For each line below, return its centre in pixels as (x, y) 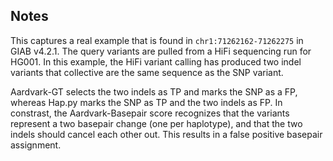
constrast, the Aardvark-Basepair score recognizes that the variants (150, 113)
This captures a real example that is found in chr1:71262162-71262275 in (157, 40)
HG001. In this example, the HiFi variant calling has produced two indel (156, 61)
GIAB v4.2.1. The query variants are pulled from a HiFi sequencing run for (161, 51)
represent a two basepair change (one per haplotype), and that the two (156, 123)
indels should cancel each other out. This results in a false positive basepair (166, 134)
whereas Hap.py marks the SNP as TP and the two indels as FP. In (146, 102)
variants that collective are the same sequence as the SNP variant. (147, 72)
